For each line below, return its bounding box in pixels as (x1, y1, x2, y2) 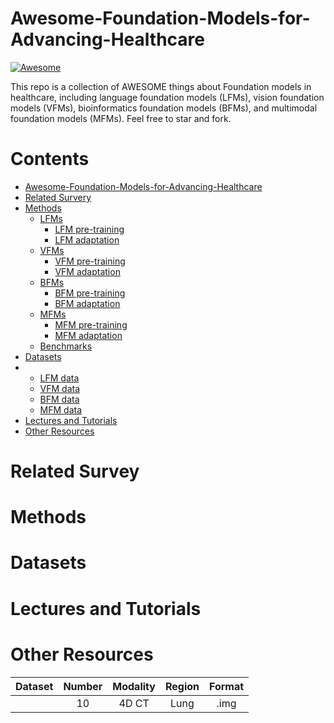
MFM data (39, 403, 83, 416)
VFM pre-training (54, 255, 126, 267)
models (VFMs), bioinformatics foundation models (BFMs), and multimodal (10, 102, 318, 114)
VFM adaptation (54, 265, 121, 277)
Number (63, 679, 103, 693)
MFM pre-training (54, 318, 128, 331)
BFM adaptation (54, 297, 121, 309)
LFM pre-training (54, 223, 125, 235)
